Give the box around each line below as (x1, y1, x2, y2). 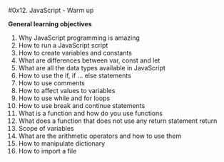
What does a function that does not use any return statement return (18, 117, 218, 125)
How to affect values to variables (18, 87, 116, 94)
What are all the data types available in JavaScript (18, 64, 166, 72)
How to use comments (18, 79, 85, 87)
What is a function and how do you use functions (18, 109, 163, 117)
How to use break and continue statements (18, 102, 146, 109)
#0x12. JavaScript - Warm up (8, 6, 94, 14)
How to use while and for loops (18, 94, 111, 102)
